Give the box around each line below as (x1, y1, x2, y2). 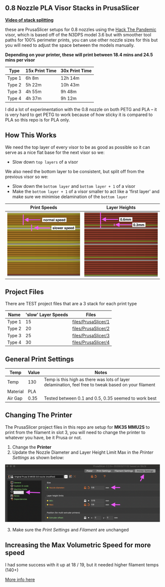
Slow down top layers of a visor (12, 159, 79, 165)
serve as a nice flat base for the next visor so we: (5, 149, 105, 155)
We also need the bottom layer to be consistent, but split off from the (5, 168, 145, 174)
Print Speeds (30, 205, 57, 210)
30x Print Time (60, 68, 92, 74)
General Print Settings (5, 355, 74, 363)
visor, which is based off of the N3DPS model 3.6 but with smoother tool (5, 31, 151, 37)
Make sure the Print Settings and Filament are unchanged (12, 527, 129, 532)
